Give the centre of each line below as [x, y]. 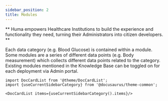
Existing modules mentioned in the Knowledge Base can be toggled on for [83, 66]
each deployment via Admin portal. [42, 71]
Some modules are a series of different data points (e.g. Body [70, 55]
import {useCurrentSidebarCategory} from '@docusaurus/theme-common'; [81, 85]
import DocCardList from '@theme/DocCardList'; [57, 80]
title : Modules [21, 15]
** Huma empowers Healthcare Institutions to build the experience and [79, 29]
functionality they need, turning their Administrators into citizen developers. [84, 34]
